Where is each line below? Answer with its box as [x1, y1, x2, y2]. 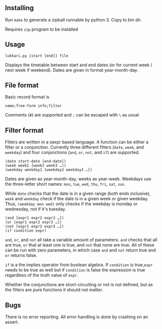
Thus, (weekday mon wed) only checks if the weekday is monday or [5, 201, 138, 207]
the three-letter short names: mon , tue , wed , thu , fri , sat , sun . [5, 181, 126, 187]
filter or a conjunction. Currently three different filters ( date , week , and [5, 144, 144, 150]
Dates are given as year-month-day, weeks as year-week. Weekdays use [5, 176, 152, 182]
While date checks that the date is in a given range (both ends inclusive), [5, 191, 151, 196]
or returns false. [5, 252, 37, 258]
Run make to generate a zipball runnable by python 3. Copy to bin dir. [5, 17, 142, 22]
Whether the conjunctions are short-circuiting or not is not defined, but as [5, 282, 153, 288]
